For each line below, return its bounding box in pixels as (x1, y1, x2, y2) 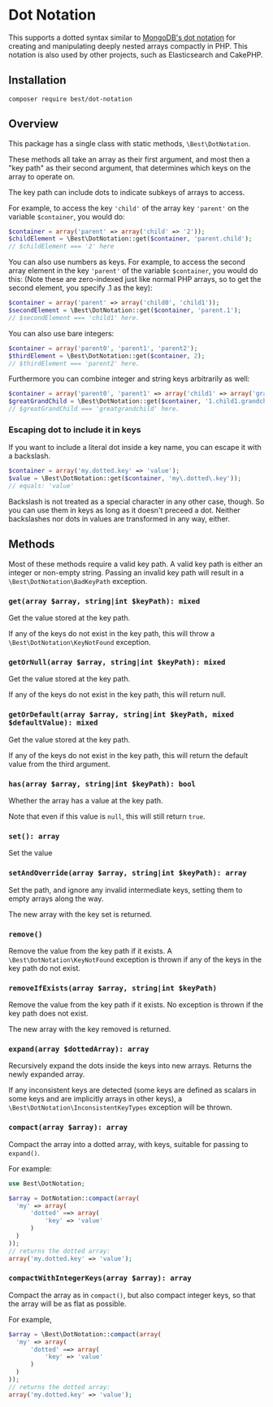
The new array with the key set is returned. (8, 909, 153, 919)
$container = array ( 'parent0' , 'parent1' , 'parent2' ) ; (8, 344, 198, 353)
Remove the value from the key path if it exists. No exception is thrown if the (8, 1000, 264, 1010)
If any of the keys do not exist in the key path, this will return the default (8, 750, 249, 760)
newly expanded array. (8, 1070, 85, 1080)
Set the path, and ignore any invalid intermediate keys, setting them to (8, 885, 243, 894)
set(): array (8, 831, 60, 841)
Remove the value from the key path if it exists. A (8, 946, 172, 955)
